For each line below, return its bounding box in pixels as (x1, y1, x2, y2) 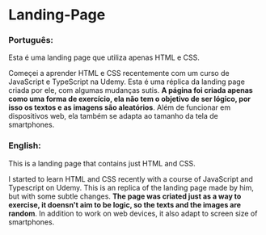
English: (8, 140, 42, 151)
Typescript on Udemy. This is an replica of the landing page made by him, (8, 183, 255, 192)
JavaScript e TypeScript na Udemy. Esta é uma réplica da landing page (8, 77, 245, 86)
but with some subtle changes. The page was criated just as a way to (8, 191, 242, 201)
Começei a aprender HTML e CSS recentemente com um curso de (8, 69, 230, 78)
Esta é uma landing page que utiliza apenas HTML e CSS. (8, 52, 201, 62)
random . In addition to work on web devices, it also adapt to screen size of (8, 208, 258, 218)
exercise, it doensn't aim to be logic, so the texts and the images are (8, 199, 241, 209)
